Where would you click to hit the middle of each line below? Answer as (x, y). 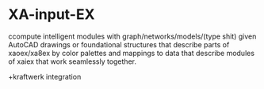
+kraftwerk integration (45, 76)
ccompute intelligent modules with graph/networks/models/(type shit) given (132, 36)
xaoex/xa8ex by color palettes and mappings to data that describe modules (132, 53)
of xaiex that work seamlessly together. (73, 61)
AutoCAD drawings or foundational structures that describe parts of (119, 44)
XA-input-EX (52, 15)
